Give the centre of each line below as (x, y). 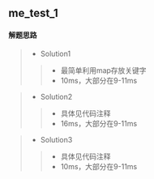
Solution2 (56, 96)
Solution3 (56, 139)
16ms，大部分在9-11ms (99, 123)
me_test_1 (33, 13)
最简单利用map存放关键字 (104, 70)
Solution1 (56, 53)
